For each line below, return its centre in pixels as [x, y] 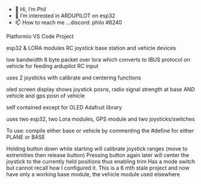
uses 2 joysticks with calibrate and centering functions [74, 78]
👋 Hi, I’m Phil [31, 9]
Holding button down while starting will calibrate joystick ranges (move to [97, 149]
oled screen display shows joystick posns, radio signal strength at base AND [100, 89]
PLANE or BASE [26, 137]
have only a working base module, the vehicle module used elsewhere [93, 174]
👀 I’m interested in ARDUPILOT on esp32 [65, 16]
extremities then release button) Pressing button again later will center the [98, 155]
